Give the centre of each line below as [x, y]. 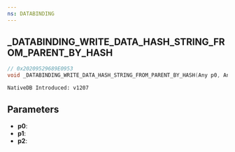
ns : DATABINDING [31, 14]
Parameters [33, 109]
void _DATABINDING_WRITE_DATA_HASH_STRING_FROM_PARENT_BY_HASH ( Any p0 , [114, 75]
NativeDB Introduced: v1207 [48, 88]
